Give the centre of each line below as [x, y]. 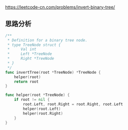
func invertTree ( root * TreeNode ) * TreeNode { [53, 72]
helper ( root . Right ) [43, 113]
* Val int [22, 49]
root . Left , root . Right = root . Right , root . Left [73, 104]
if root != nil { [32, 100]
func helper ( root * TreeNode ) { [37, 95]
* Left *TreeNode [30, 54]
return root [26, 82]
